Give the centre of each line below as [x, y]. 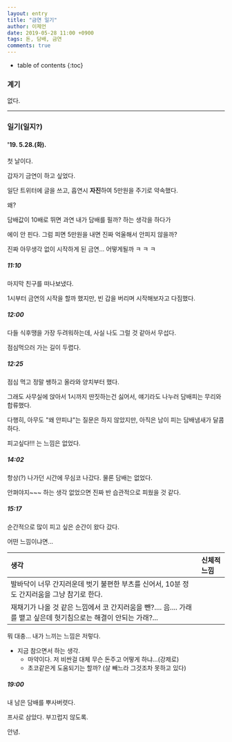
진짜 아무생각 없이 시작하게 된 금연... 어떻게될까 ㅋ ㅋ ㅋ [81, 249]
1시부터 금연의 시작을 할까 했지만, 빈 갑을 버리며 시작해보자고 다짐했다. [101, 298]
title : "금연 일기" [32, 20]
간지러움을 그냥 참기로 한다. [61, 594]
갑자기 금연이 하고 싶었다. [41, 176]
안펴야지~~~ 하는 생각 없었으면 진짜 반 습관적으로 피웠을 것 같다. [94, 492]
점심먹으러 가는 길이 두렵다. [44, 348]
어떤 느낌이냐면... [30, 542]
